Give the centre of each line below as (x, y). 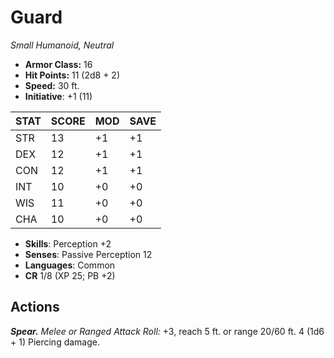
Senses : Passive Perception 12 (88, 254)
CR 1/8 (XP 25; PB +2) (70, 275)
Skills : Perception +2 (68, 243)
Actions (35, 307)
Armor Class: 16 (58, 64)
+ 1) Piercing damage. (55, 342)
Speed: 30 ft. (52, 85)
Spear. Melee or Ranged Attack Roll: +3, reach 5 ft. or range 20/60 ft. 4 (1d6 (167, 331)
